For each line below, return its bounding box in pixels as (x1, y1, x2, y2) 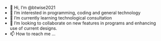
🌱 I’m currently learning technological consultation (9, 15, 112, 20)
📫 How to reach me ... (9, 31, 56, 37)
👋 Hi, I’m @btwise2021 (9, 5, 56, 10)
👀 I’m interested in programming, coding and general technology (9, 10, 141, 16)
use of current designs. (9, 25, 58, 31)
